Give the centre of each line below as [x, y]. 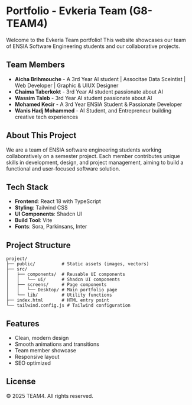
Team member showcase [45, 350]
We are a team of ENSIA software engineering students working [84, 150]
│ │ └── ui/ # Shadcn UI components [63, 279]
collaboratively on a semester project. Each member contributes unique [93, 156]
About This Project [41, 135]
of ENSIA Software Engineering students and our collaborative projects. [93, 46]
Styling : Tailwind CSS [41, 208]
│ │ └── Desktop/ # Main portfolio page [62, 290]
